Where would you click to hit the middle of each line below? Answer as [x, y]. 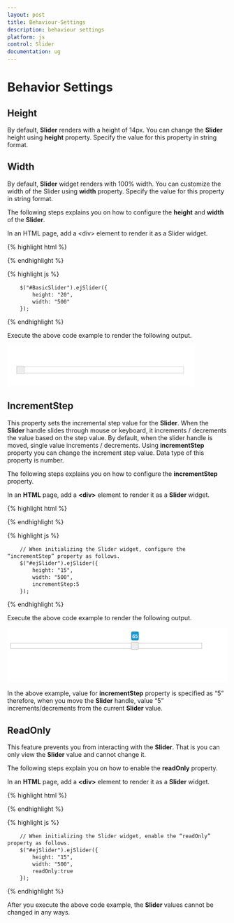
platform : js [26, 37]
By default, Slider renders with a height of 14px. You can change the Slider [115, 130]
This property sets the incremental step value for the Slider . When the [108, 423]
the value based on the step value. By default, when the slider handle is [110, 437]
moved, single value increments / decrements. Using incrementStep [106, 445]
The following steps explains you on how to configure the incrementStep [112, 474]
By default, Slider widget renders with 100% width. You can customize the [114, 184]
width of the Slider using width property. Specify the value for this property [116, 191]
